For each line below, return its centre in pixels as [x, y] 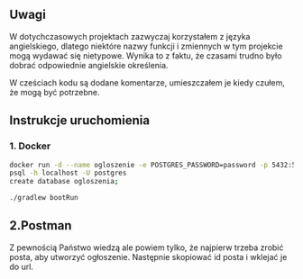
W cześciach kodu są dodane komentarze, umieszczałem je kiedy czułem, [147, 82]
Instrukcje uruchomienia [80, 121]
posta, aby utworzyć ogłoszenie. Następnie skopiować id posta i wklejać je [148, 256]
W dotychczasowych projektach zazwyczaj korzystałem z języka [130, 36]
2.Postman [41, 225]
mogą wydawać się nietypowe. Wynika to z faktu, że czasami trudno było [146, 55]
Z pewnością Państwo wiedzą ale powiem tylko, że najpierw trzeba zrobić [147, 247]
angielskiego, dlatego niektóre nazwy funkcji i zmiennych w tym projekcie [146, 46]
